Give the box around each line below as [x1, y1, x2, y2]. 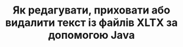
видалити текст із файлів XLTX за [5, 16, 178, 29]
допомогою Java [48, 29, 135, 42]
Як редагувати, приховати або [12, 4, 171, 17]
